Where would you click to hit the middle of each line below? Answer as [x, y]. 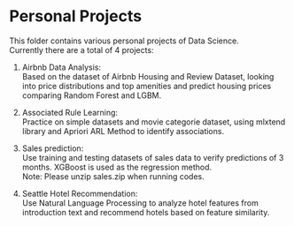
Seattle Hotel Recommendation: [80, 193]
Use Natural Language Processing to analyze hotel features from [140, 203]
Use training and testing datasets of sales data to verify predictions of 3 [153, 157]
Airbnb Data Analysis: [62, 67]
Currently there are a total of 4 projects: [81, 49]
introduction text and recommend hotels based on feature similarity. [146, 212]
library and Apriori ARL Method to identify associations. [123, 131]
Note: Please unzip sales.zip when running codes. [113, 176]
